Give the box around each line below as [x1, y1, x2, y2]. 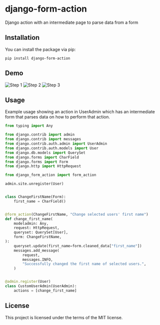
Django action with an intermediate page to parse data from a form [5, 19, 139, 25]
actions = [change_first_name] [14, 288, 77, 293]
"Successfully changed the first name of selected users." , [22, 261, 146, 267]
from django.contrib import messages [5, 137, 81, 142]
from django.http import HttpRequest [5, 164, 81, 169]
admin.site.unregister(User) [5, 181, 64, 187]
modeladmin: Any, [14, 221, 49, 226]
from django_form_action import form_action [5, 172, 96, 178]
